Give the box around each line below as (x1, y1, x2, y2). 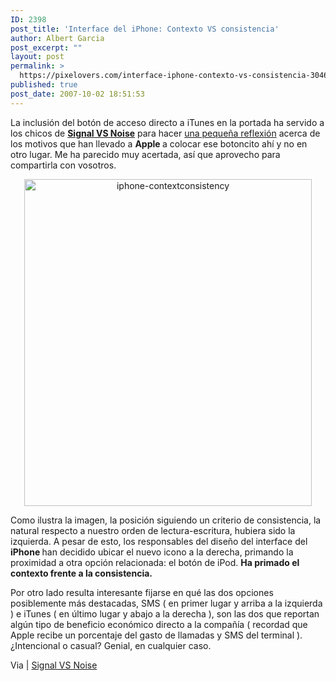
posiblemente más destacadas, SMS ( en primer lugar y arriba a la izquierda (10, 597, 323, 609)
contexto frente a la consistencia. (10, 567, 153, 579)
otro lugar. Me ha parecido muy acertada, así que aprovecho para (10, 148, 281, 160)
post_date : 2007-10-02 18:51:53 (10, 89, 145, 99)
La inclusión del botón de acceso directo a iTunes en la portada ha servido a (10, 116, 325, 128)
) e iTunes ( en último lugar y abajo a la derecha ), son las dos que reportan (10, 607, 320, 620)
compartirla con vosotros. (10, 159, 117, 171)
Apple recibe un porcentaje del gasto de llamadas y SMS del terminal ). (10, 629, 303, 641)
